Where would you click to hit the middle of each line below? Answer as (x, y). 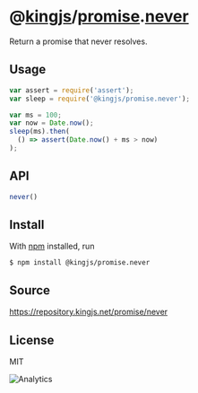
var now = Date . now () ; (52, 123)
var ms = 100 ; (36, 115)
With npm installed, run (52, 246)
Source (30, 290)
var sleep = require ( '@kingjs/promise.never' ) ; (100, 99)
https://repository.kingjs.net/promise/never (89, 312)
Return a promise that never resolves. (78, 41)
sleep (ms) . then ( (39, 132)
